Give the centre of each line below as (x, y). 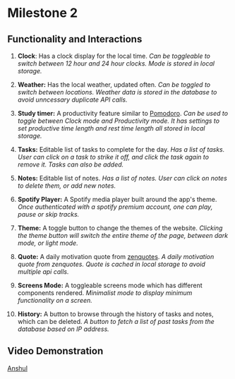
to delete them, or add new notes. (67, 186)
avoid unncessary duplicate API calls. (73, 100)
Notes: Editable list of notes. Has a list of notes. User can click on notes (122, 178)
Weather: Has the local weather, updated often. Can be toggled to (114, 85)
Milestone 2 (43, 13)
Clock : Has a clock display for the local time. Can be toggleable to (114, 56)
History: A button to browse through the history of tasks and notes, (115, 314)
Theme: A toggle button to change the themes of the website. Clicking (120, 228)
